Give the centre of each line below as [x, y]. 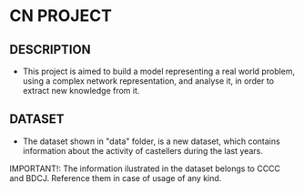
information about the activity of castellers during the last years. [143, 150]
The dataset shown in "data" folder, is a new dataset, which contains [151, 141]
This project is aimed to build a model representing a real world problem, [159, 71]
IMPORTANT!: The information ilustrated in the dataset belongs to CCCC [145, 168]
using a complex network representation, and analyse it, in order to [148, 81]
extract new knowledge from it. [81, 91]
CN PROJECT [61, 16]
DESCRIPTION [50, 50]
